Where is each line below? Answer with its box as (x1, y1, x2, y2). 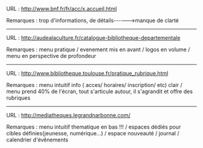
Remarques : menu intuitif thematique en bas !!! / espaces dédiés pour (6, 123, 181, 130)
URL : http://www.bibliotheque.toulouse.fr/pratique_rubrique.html (6, 69, 169, 77)
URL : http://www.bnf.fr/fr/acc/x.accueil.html (6, 5, 117, 12)
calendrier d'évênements (6, 136, 68, 143)
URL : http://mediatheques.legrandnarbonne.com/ (6, 112, 131, 118)
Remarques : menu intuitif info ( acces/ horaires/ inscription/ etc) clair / (6, 82, 182, 88)
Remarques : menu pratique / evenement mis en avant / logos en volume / (6, 46, 190, 53)
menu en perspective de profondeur (6, 53, 97, 59)
